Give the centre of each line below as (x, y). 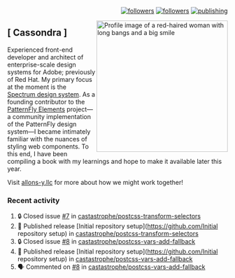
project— (79, 109)
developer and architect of (45, 57)
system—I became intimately (49, 131)
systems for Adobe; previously (51, 72)
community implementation (51, 116)
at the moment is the (37, 87)
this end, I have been (37, 153)
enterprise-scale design (42, 64)
